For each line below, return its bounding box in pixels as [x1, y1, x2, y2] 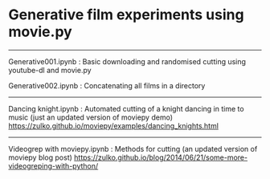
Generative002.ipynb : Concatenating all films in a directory [8, 80, 206, 90]
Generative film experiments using [8, 6, 244, 24]
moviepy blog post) [8, 153, 72, 162]
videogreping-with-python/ [8, 161, 99, 170]
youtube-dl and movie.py [8, 65, 92, 75]
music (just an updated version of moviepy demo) [8, 112, 173, 122]
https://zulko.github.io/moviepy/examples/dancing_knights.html [8, 120, 219, 130]
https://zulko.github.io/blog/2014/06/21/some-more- [73, 153, 247, 162]
